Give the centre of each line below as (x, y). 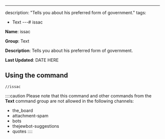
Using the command (37, 76)
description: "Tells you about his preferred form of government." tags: (76, 12)
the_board (23, 110)
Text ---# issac (27, 22)
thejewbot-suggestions (36, 126)
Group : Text (17, 41)
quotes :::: (22, 131)
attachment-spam (30, 116)
